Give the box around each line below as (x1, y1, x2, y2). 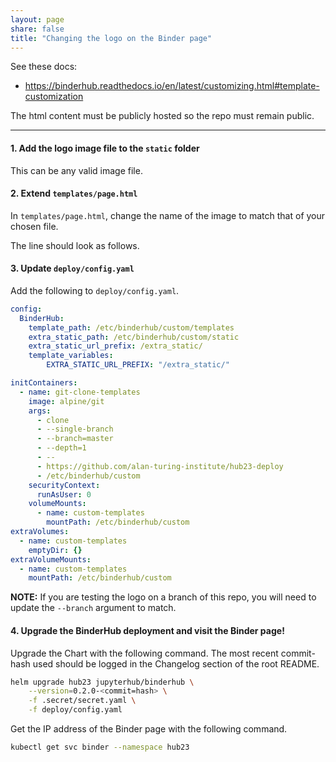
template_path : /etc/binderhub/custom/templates (28, 322, 235, 333)
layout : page (10, 14, 65, 25)
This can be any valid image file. (10, 164, 143, 176)
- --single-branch (36, 424, 114, 435)
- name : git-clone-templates (19, 387, 141, 397)
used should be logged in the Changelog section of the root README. (32, 657, 320, 670)
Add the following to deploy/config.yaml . (10, 284, 180, 296)
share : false (10, 24, 65, 34)
